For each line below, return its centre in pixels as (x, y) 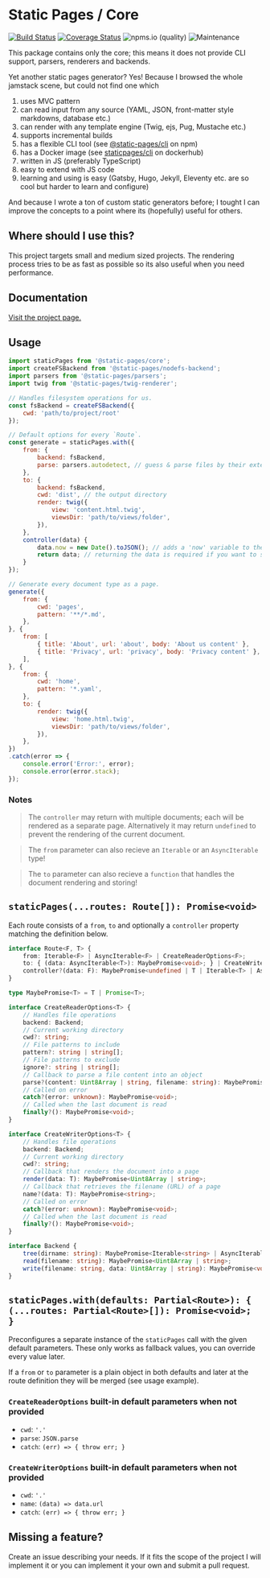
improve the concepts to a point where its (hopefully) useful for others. (125, 210)
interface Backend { (43, 1246)
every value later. (37, 1357)
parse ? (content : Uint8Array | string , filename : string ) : (122, 1082)
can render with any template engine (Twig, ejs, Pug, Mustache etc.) (133, 126)
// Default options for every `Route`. (75, 435)
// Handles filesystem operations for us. (80, 398)
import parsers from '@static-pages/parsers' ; (88, 376)
